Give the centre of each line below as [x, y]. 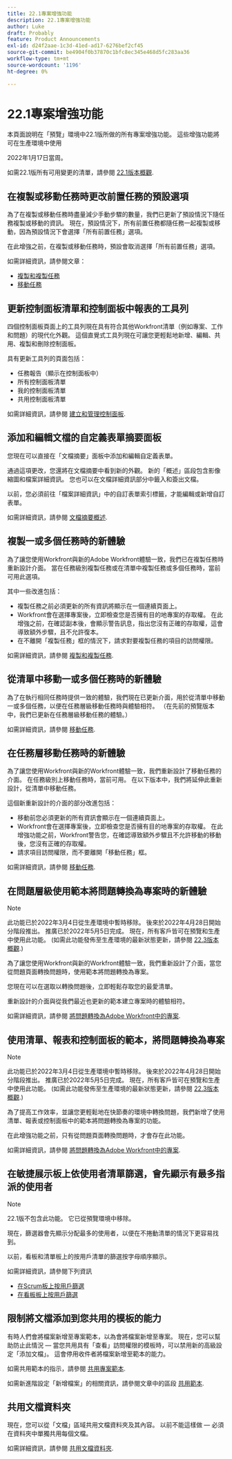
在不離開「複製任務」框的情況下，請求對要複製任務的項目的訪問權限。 [117, 641]
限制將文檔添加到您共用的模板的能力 [84, 1319]
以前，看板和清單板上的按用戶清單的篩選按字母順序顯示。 [89, 1256]
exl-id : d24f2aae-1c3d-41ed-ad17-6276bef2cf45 [75, 46]
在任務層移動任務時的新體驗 [66, 753]
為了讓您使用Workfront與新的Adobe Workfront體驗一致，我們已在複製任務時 [116, 559]
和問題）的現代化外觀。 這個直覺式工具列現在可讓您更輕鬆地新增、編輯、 [111, 335]
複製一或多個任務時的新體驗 [66, 541]
